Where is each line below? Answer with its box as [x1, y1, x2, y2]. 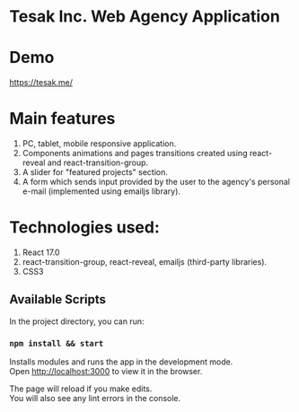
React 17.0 [22, 247, 60, 258]
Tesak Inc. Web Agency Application [9, 6, 280, 27]
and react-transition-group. [47, 157, 149, 168]
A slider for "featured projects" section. [22, 167, 168, 178]
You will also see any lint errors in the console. [9, 393, 181, 404]
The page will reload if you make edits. [9, 383, 153, 394]
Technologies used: [9, 217, 160, 238]
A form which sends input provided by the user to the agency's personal [22, 177, 290, 188]
